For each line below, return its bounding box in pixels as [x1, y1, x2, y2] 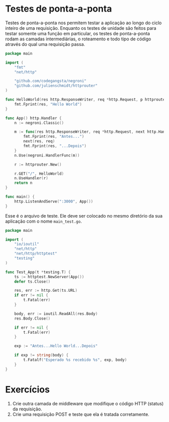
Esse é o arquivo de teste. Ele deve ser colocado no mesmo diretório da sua [5, 213, 162, 219]
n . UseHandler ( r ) [14, 176, 49, 181]
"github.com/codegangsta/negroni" [14, 79, 87, 84]
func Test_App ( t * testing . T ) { [5, 270, 71, 275]
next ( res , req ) [23, 139, 55, 144]
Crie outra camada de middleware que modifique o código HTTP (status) [12, 400, 164, 406]
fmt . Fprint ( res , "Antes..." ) [23, 134, 84, 139]
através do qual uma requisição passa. [5, 41, 86, 47]
